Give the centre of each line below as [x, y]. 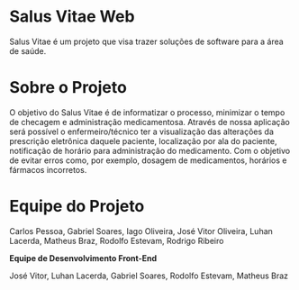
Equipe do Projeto [77, 207]
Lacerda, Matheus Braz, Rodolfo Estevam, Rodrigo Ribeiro [117, 240]
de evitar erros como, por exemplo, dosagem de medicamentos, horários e [148, 160]
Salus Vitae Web [72, 17]
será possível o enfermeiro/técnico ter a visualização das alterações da [142, 131]
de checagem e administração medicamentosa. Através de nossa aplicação [149, 122]
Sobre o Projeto [68, 88]
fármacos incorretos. [48, 169]
